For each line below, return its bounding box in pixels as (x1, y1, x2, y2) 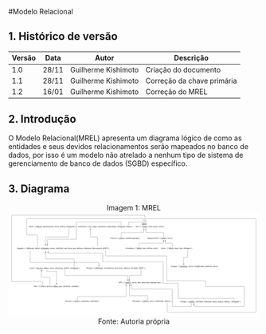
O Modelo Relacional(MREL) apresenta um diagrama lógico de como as (8, 133, 242, 143)
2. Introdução (8, 112, 77, 126)
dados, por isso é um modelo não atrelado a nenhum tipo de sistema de (8, 151, 244, 160)
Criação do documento (145, 65, 221, 74)
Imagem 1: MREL (106, 203, 162, 213)
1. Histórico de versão (8, 29, 118, 43)
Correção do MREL (145, 87, 208, 96)
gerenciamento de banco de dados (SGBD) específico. (8, 159, 188, 168)
